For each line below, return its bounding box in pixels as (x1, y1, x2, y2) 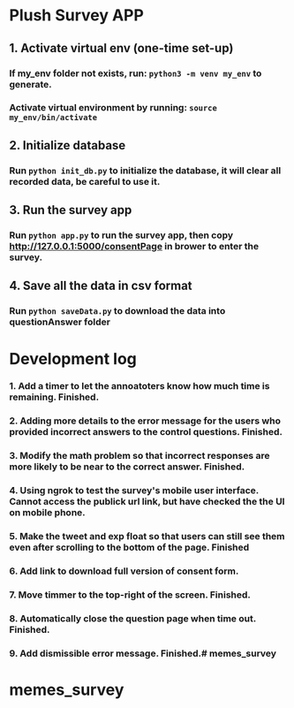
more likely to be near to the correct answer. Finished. (9, 461, 245, 473)
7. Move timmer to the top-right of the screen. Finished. (9, 589, 252, 601)
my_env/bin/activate (9, 112, 98, 123)
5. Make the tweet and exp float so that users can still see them (9, 530, 285, 543)
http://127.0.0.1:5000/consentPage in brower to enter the (9, 240, 259, 253)
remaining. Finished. (9, 391, 100, 403)
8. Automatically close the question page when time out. (9, 612, 256, 624)
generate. (9, 78, 52, 90)
